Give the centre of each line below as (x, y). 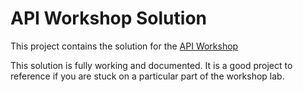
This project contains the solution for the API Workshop (124, 46)
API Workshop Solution (108, 18)
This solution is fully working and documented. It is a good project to (151, 65)
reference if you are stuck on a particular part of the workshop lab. (147, 76)
